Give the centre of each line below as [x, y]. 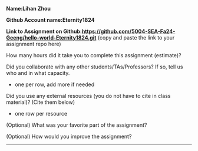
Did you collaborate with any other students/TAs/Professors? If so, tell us [95, 67]
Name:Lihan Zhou [29, 9]
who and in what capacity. [38, 73]
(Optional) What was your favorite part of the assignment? [77, 125]
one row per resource [41, 114]
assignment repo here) [34, 44]
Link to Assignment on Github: [44, 31]
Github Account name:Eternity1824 [50, 20]
